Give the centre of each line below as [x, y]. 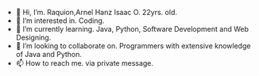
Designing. [33, 37]
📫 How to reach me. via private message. [84, 63]
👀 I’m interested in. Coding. [60, 21]
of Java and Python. [48, 54]
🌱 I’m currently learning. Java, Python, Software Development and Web [132, 29]
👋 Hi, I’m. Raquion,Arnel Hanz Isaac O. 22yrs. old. [96, 12]
